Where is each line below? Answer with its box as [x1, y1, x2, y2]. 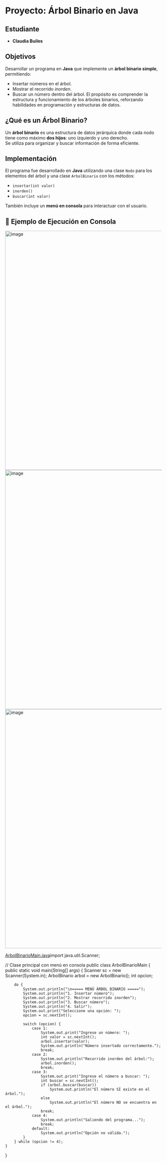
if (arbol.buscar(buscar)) [40, 1083, 97, 1088]
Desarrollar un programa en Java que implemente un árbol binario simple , [5, 65, 158, 72]
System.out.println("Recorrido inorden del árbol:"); [40, 1056, 155, 1061]
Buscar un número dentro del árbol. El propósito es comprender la [12, 91, 148, 97]
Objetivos [5, 52, 36, 61]
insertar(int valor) [12, 183, 55, 189]
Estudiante [5, 25, 40, 33]
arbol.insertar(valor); [40, 1039, 90, 1044]
